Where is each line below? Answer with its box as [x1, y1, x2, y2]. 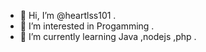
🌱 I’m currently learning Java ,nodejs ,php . [19, 31, 197, 42]
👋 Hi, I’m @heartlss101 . [19, 10, 117, 21]
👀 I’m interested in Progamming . [19, 20, 155, 32]
